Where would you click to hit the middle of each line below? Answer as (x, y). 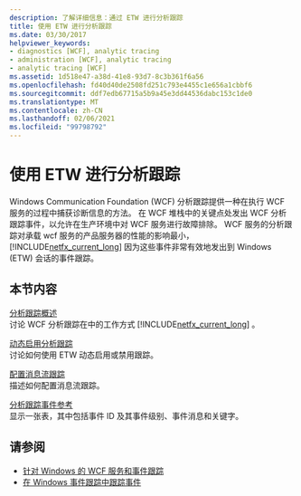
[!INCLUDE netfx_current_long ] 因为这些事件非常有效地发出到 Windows (141, 246)
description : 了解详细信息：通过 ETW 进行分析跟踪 (96, 18)
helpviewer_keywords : (50, 43)
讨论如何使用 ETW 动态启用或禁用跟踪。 (84, 355)
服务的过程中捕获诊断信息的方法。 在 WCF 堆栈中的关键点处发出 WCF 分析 (148, 213)
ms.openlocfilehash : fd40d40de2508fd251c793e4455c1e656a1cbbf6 (131, 85)
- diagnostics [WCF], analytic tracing (85, 52)
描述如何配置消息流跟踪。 (57, 385)
